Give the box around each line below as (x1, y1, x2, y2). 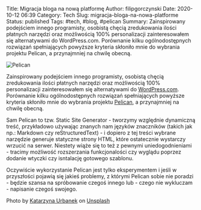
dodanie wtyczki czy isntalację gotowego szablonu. (6, 155, 134, 161)
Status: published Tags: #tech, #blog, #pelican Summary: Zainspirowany (6, 18, 186, 25)
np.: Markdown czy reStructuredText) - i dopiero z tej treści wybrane (6, 129, 176, 136)
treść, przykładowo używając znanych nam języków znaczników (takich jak (6, 123, 193, 130)
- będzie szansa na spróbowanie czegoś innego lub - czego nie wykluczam (6, 179, 193, 186)
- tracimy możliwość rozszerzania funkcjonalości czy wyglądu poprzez (6, 148, 182, 155)
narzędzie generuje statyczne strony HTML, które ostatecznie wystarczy (6, 136, 186, 143)
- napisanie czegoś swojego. (6, 185, 77, 193)
